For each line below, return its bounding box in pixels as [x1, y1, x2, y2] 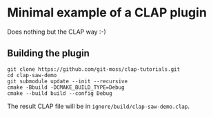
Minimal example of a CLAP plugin [7, 5, 207, 21]
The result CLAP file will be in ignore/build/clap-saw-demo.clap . [7, 102, 190, 110]
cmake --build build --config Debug [7, 89, 112, 97]
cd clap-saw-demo [7, 72, 57, 78]
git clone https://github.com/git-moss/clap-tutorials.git [7, 65, 181, 73]
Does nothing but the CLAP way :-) [7, 28, 107, 36]
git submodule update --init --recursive [7, 78, 128, 85]
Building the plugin [7, 47, 90, 59]
